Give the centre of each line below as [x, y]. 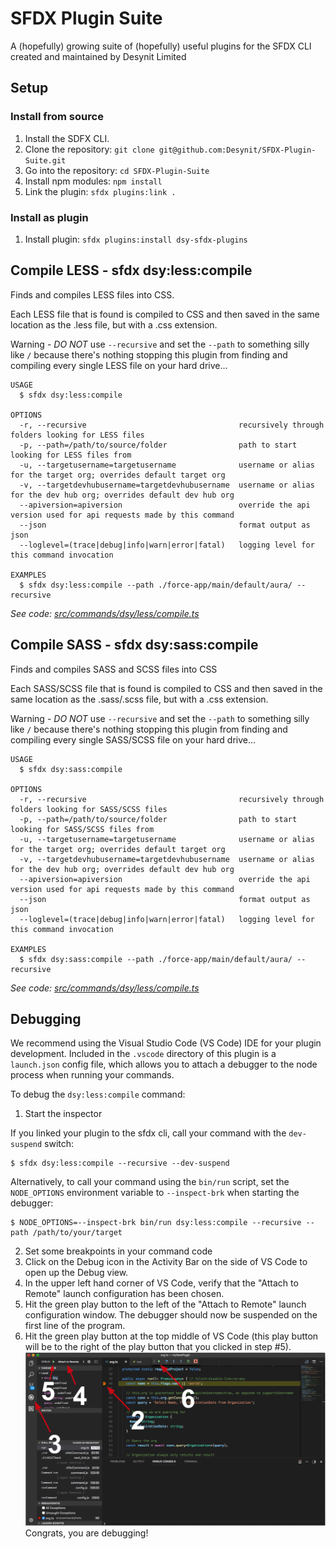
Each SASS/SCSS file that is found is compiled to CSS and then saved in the [166, 688]
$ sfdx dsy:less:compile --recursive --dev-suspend [120, 1163]
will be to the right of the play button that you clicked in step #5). [158, 1347]
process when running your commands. [92, 1075]
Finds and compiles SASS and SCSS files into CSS [114, 669]
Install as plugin [49, 217]
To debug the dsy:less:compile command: [98, 1094]
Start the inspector [63, 1114]
